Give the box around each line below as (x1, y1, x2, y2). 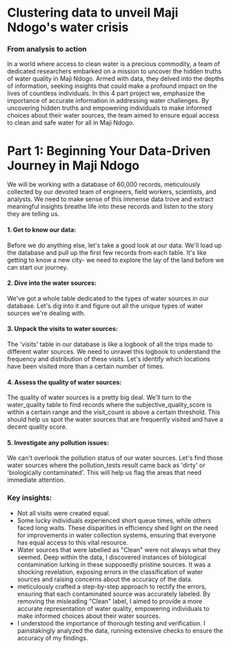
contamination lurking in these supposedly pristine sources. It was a (17, 560, 211, 568)
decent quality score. (7, 423, 68, 431)
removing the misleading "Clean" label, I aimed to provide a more (17, 596, 203, 605)
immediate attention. (7, 476, 66, 485)
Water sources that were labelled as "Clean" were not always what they (17, 545, 221, 554)
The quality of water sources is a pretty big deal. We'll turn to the (7, 393, 192, 402)
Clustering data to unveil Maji (7, 5, 179, 21)
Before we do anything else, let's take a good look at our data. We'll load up (7, 241, 222, 250)
